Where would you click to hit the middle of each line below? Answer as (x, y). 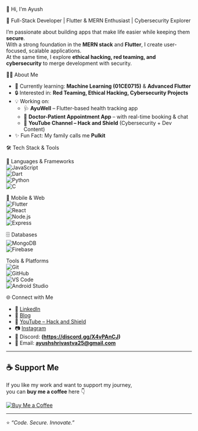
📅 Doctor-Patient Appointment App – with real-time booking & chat (106, 117)
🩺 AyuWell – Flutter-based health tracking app (81, 108)
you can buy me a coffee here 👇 (46, 391)
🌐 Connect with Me (30, 297)
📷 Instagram (30, 328)
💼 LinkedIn (27, 309)
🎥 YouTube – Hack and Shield (50, 322)
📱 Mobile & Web (26, 198)
